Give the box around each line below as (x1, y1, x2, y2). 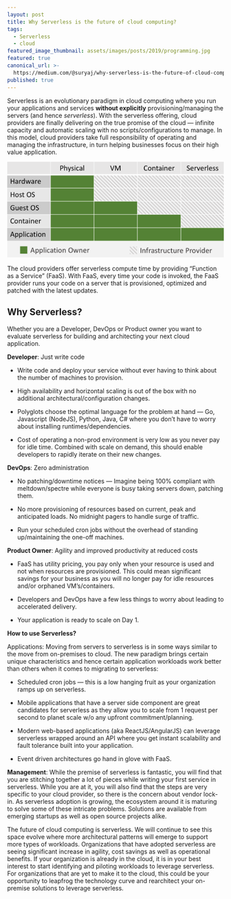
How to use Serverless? (7, 629, 77, 638)
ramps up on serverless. (16, 685, 87, 693)
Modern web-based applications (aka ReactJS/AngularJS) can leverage (16, 727, 221, 735)
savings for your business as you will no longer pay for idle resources (16, 574, 214, 582)
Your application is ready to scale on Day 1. (16, 615, 140, 624)
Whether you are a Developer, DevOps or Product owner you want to (7, 324, 202, 333)
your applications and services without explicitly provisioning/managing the (7, 103, 223, 112)
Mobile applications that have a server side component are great (16, 698, 201, 707)
